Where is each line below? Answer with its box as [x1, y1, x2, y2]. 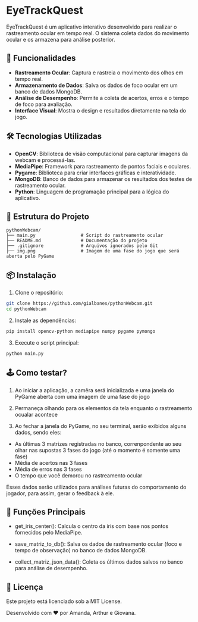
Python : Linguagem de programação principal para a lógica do [14, 188, 169, 195]
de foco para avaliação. [14, 101, 73, 108]
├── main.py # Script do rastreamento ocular [6, 233, 164, 239]
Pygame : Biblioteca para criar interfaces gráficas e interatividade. [14, 169, 177, 176]
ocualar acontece [14, 411, 58, 418]
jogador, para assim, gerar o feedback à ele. [6, 489, 115, 497]
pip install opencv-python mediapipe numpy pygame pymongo [6, 328, 156, 334]
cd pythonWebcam [6, 306, 46, 312]
